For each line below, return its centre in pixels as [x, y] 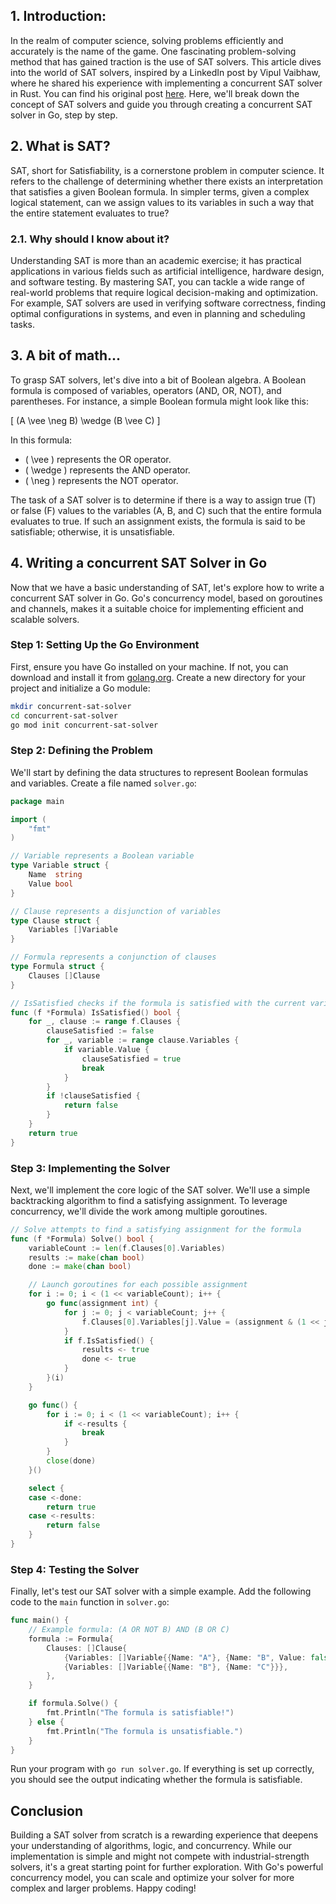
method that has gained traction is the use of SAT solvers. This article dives [166, 61]
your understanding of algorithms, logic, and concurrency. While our [151, 1846]
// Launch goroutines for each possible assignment [138, 1285]
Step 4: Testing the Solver [75, 1569]
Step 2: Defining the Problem [81, 751]
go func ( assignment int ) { [102, 1304]
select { [46, 1488]
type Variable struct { [60, 865]
